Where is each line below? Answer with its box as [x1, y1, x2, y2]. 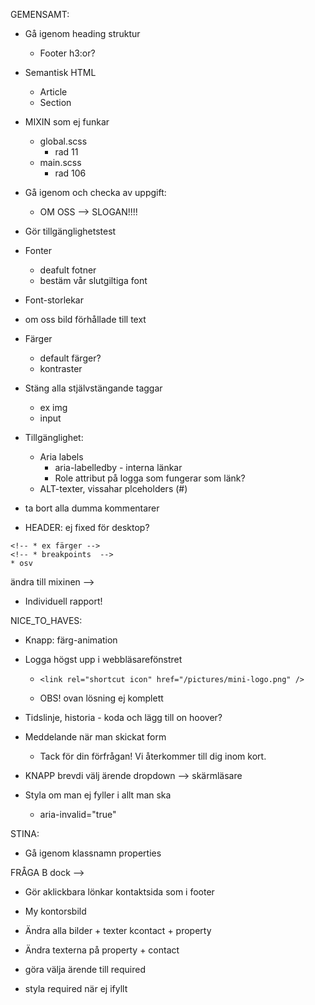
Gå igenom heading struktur [24, 28, 141, 39]
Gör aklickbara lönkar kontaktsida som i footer [24, 886, 215, 898]
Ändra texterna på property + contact [24, 944, 180, 956]
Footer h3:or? [39, 47, 96, 59]
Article [39, 86, 68, 98]
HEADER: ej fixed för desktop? [24, 522, 150, 533]
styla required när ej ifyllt [24, 983, 128, 994]
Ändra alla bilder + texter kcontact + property [24, 925, 212, 936]
